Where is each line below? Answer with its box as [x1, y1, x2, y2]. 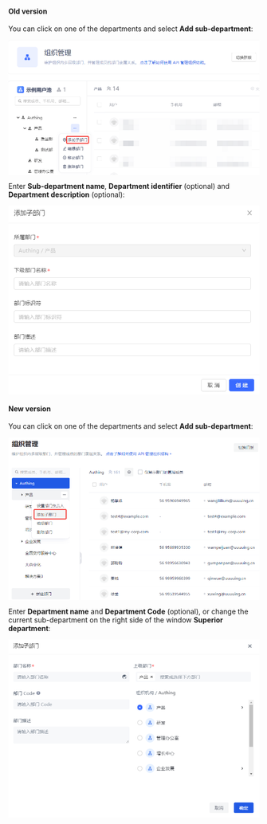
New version [8, 403, 52, 414]
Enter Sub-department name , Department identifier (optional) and [8, 181, 230, 190]
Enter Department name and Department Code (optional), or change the [8, 606, 249, 616]
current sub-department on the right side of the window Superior [8, 614, 223, 625]
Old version [8, 6, 48, 16]
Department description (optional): [8, 190, 125, 199]
